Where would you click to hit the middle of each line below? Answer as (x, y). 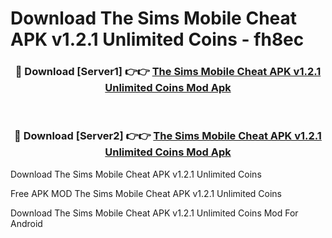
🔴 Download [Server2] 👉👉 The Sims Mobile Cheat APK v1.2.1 (168, 136)
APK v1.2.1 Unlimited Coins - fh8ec (157, 39)
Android (26, 223)
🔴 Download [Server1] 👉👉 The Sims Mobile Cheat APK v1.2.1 (168, 72)
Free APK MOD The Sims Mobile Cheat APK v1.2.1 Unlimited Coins (146, 193)
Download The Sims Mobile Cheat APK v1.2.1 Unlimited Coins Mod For (154, 213)
